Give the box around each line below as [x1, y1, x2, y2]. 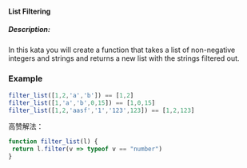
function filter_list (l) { [8, 138, 98, 146]
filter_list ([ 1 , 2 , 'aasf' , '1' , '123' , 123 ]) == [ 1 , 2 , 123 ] [8, 106, 195, 114]
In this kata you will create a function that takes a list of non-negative [8, 45, 236, 54]
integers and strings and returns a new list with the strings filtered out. [8, 53, 240, 63]
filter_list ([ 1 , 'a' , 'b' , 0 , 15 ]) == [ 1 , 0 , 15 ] [8, 98, 156, 107]
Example [8, 73, 43, 84]
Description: [8, 25, 50, 34]
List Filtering [8, 6, 51, 16]
